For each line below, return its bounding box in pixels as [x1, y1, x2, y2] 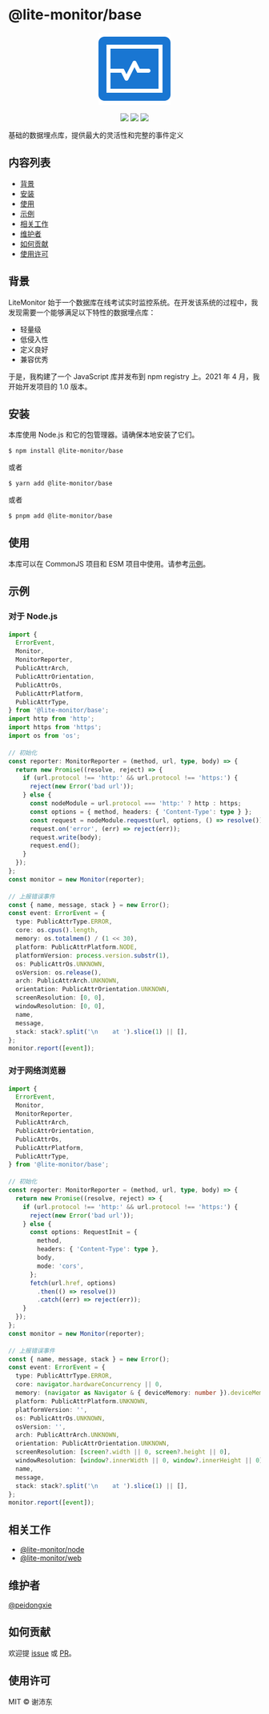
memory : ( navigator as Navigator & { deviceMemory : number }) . [15, 1389, 231, 1397]
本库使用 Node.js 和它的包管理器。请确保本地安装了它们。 [8, 430, 199, 440]
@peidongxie [8, 1600, 52, 1610]
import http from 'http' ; [8, 715, 94, 723]
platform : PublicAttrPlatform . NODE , [15, 943, 138, 951]
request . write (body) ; [29, 833, 102, 841]
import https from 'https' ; [8, 724, 102, 732]
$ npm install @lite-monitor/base [8, 447, 124, 455]
